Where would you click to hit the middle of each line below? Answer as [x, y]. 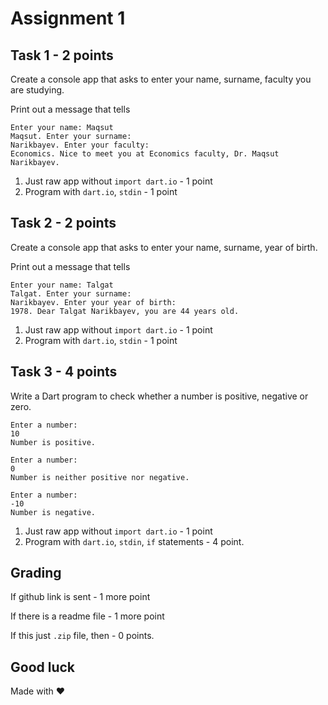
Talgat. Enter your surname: [71, 293]
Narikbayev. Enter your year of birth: [93, 302]
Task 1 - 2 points [62, 55]
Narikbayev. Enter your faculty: [80, 145]
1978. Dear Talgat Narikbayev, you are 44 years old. [125, 311]
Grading [36, 573]
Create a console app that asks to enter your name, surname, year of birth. [164, 247]
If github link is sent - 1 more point [80, 597]
